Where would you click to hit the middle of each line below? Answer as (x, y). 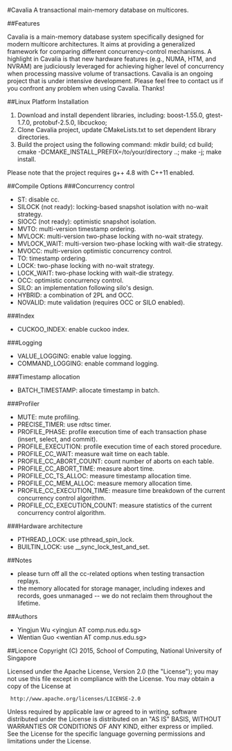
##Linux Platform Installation (48, 102)
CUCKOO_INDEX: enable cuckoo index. (73, 329)
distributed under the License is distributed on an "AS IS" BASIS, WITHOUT (114, 719)
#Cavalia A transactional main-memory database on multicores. (98, 10)
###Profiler (24, 404)
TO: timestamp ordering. (52, 258)
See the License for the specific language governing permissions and (106, 734)
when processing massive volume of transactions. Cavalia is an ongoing (110, 73)
